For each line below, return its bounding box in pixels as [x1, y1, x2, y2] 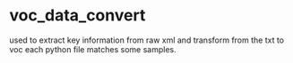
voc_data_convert [9, 5, 146, 26]
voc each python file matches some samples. [9, 43, 177, 54]
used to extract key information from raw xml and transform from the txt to [9, 35, 285, 45]
